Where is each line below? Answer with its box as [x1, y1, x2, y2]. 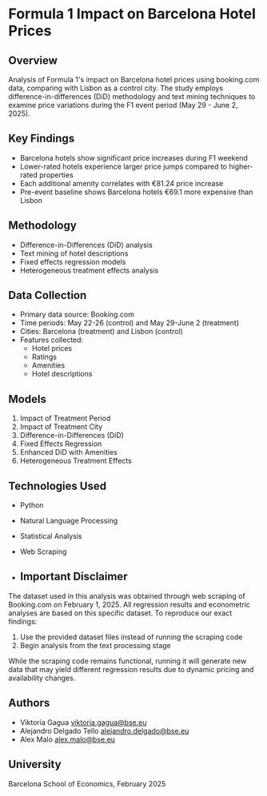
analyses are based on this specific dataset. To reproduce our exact [8, 608, 233, 618]
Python [19, 500, 44, 510]
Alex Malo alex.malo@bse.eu [19, 734, 116, 744]
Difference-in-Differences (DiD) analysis [19, 240, 153, 249]
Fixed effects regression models [19, 257, 126, 266]
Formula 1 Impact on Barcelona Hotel [8, 5, 256, 23]
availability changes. [8, 673, 76, 683]
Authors [8, 696, 50, 710]
